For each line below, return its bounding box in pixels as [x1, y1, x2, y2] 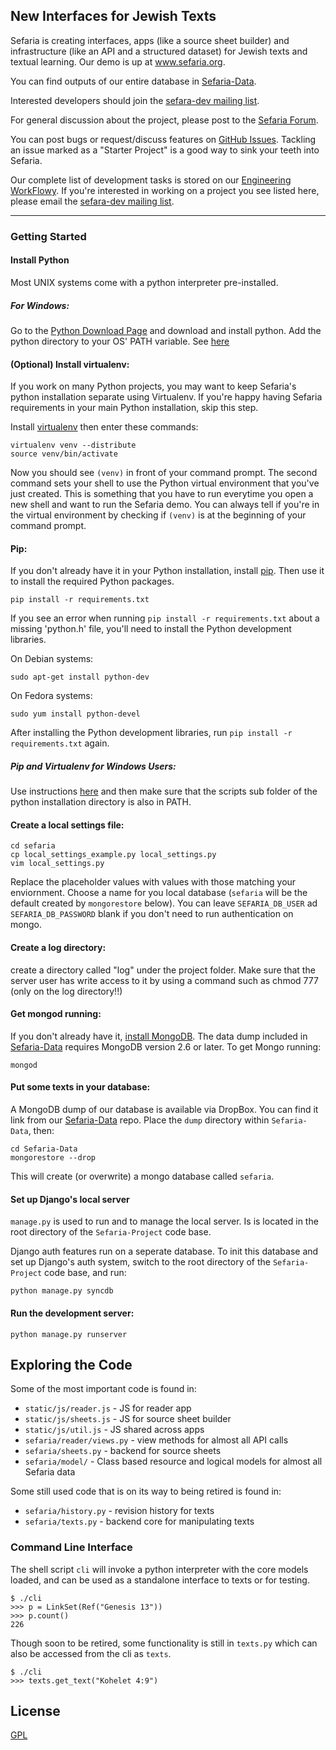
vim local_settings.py [10, 859, 105, 869]
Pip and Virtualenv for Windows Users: [10, 760, 177, 772]
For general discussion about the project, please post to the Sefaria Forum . [10, 114, 319, 126]
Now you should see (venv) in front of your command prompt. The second [10, 467, 318, 479]
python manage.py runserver [10, 1329, 128, 1339]
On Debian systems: [10, 653, 94, 665]
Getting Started [10, 229, 87, 243]
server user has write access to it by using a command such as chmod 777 [10, 974, 319, 986]
